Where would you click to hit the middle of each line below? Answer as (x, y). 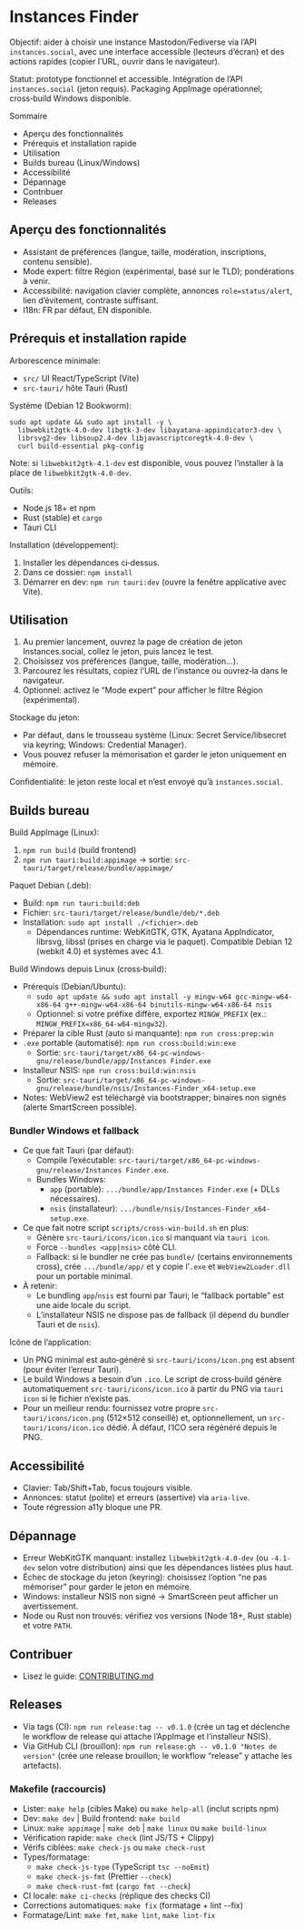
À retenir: (40, 1286)
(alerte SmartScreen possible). (80, 1107)
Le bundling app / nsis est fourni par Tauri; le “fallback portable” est (160, 1295)
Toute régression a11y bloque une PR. (93, 1508)
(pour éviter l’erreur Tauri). (72, 1370)
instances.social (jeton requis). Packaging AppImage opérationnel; (136, 88)
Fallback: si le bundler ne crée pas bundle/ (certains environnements (164, 1257)
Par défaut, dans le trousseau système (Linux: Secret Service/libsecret (154, 736)
